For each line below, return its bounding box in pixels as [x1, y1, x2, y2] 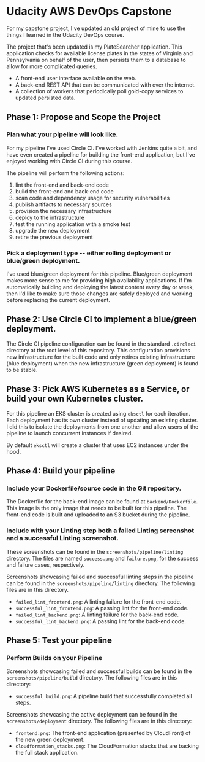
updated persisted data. [15, 94, 76, 101]
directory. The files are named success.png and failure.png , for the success [6, 554, 199, 562]
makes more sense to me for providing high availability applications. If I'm [6, 276, 192, 284]
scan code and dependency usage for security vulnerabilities [15, 194, 170, 201]
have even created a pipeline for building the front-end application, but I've [6, 150, 196, 158]
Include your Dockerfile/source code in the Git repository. [6, 484, 182, 492]
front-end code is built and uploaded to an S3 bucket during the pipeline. [6, 511, 190, 518]
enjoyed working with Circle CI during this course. [6, 157, 133, 165]
